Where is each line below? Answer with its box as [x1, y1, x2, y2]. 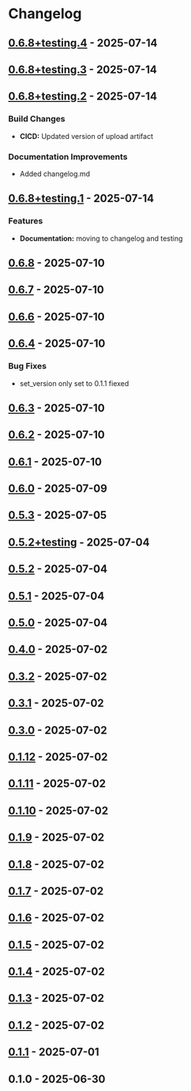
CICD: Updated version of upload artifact [19, 131, 154, 141]
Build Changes [8, 114, 66, 125]
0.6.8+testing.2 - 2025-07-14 [8, 90, 158, 103]
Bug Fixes [8, 361, 47, 372]
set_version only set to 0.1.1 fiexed [19, 378, 129, 388]
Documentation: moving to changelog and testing [19, 234, 183, 243]
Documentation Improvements [8, 151, 128, 162]
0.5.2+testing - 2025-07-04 [8, 535, 150, 549]
